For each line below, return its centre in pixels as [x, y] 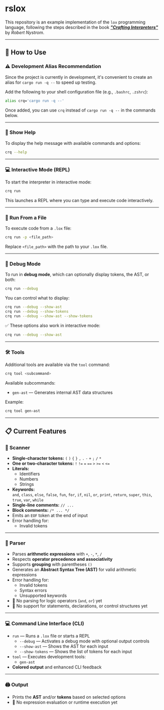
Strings [27, 484]
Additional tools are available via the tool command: [58, 365]
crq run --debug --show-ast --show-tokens [49, 316]
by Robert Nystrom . [25, 32]
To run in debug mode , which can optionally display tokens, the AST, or [77, 275]
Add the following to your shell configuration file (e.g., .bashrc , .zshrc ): [77, 92]
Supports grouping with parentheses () [52, 564]
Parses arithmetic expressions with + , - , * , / [57, 554]
